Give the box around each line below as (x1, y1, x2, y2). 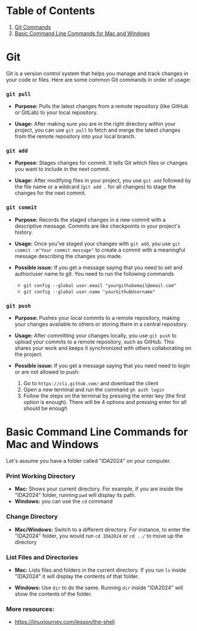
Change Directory (6, 513, 58, 521)
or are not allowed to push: (14, 369, 80, 376)
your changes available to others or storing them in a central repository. (14, 320, 188, 328)
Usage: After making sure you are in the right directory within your (14, 121, 176, 128)
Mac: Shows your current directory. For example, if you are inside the (14, 485, 183, 492)
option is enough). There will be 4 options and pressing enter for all (23, 399, 187, 406)
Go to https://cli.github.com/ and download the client (23, 380, 159, 387)
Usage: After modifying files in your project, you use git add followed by (14, 177, 191, 184)
